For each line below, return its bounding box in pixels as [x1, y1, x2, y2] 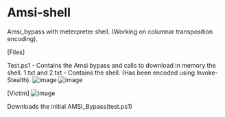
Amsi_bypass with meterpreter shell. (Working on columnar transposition [7, 27, 213, 36]
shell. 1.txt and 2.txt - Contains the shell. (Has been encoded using [7, 68, 196, 77]
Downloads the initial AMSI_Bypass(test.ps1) [7, 102, 132, 110]
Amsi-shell [7, 5, 71, 21]
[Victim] [7, 89, 29, 97]
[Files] [7, 48, 25, 56]
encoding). [7, 34, 38, 42]
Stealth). [7, 75, 32, 83]
